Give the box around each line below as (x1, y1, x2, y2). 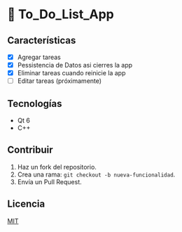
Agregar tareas (17, 53, 61, 61)
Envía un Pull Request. (17, 177, 82, 186)
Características (7, 34, 76, 46)
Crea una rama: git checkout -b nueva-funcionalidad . (17, 170, 176, 179)
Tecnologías (7, 98, 62, 110)
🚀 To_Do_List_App (7, 6, 114, 22)
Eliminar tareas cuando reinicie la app (17, 69, 126, 77)
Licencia (7, 198, 45, 210)
